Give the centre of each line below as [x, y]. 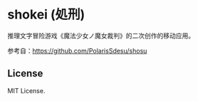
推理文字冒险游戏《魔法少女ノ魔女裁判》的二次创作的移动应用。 [101, 36]
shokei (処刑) [46, 15]
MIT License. [26, 90]
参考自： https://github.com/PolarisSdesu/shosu [77, 51]
